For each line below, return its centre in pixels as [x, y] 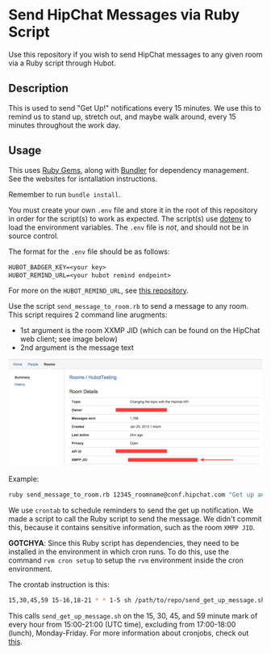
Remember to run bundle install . [65, 194]
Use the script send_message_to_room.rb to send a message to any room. [129, 306]
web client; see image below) [69, 339]
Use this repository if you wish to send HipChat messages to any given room [135, 54]
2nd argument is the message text [77, 347]
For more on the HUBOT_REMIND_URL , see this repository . [98, 290]
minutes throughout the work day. [65, 125]
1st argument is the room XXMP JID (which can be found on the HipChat [140, 330]
